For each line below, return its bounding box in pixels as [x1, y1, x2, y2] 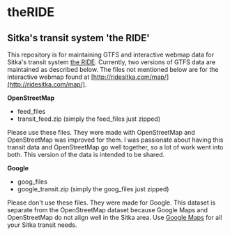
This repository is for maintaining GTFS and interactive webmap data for [7, 50, 215, 59]
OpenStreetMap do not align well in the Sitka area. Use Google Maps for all [7, 214, 222, 221]
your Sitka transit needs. [7, 221, 77, 229]
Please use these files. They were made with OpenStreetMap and [7, 128, 195, 136]
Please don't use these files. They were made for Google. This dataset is [7, 198, 216, 207]
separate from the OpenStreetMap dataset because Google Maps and [7, 206, 208, 214]
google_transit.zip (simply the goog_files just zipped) [17, 185, 169, 193]
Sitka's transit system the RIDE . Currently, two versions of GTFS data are [7, 58, 216, 66]
